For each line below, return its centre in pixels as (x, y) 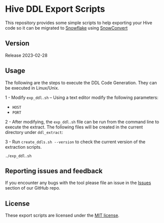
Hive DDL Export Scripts (55, 9)
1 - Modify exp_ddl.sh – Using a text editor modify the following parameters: (82, 97)
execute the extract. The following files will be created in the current (74, 127)
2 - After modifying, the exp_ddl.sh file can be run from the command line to (82, 122)
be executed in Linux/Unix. (32, 88)
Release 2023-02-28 (26, 55)
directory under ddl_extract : (34, 132)
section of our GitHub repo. (33, 188)
